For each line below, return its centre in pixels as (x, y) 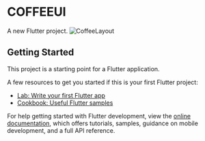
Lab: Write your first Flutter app (61, 95)
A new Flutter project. (38, 31)
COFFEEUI (37, 12)
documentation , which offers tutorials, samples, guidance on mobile (102, 123)
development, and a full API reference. (61, 130)
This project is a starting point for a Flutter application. (83, 68)
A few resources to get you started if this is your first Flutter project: (102, 82)
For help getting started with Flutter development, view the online (99, 116)
